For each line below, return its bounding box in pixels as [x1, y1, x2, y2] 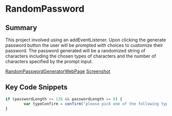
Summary [5, 23, 37, 32]
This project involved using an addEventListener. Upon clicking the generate [5, 37, 166, 43]
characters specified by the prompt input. [5, 59, 93, 64]
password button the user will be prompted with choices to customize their [5, 42, 163, 48]
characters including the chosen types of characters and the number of [5, 53, 156, 59]
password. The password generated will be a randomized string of [5, 48, 146, 53]
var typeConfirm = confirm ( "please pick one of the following [24, 101, 159, 106]
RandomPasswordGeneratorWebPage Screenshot [5, 68, 111, 74]
